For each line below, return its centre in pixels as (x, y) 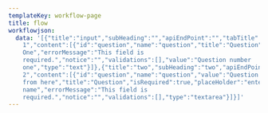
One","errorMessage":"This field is (84, 53)
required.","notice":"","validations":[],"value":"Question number (137, 60)
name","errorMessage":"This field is (85, 90)
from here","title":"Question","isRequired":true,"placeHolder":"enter (144, 82)
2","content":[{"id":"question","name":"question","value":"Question (141, 75)
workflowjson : (32, 30)
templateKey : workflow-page (55, 16)
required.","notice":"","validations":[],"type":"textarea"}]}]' (134, 97)
